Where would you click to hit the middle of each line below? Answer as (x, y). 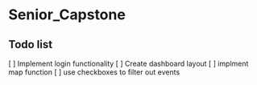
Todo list (31, 45)
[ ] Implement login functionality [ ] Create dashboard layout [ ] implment (128, 63)
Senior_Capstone (67, 15)
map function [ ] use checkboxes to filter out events (94, 72)
